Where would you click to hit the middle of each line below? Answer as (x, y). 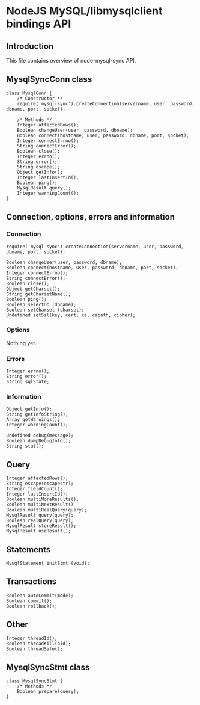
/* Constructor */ (40, 98)
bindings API (39, 24)
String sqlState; (28, 382)
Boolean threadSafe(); (35, 649)
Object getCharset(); (33, 289)
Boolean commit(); (29, 601)
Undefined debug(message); (40, 436)
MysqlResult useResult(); (38, 531)
